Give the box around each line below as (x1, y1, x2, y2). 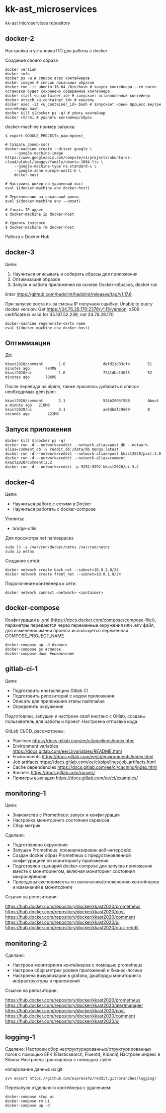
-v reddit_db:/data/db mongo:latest (43, 447, 119, 452)
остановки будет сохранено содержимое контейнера (5, 89, 110, 94)
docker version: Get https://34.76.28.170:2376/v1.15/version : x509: (5, 306, 141, 312)
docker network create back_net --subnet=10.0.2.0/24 (5, 567, 119, 572)
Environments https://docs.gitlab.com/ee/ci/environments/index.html (12, 753, 154, 759)
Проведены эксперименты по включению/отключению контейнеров (12, 879, 160, 885)
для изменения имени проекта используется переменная (5, 627, 128, 633)
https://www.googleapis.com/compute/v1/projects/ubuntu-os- (5, 155, 133, 160)
